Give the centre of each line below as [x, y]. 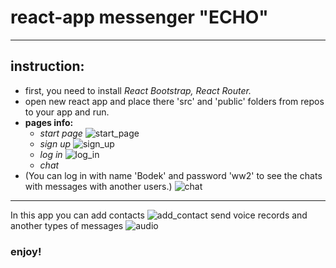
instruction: [47, 66]
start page [61, 133]
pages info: [49, 122]
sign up [55, 143]
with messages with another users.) [98, 186]
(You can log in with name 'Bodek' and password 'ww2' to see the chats [173, 175]
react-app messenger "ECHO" [139, 17]
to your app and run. [67, 112]
